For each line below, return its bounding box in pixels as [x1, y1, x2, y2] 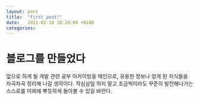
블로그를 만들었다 [6, 52, 86, 65]
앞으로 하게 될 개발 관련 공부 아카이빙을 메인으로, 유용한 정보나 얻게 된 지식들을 [6, 73, 188, 80]
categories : [6, 25, 36, 31]
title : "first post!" [6, 14, 62, 20]
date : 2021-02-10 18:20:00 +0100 [6, 19, 94, 25]
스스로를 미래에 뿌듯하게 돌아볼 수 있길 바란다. [6, 88, 113, 95]
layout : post [6, 8, 39, 15]
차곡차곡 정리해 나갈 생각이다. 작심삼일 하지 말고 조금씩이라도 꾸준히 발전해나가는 [6, 80, 194, 87]
